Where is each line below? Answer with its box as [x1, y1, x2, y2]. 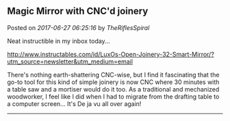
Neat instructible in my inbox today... [7, 37, 111, 45]
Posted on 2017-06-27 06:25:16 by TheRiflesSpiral [7, 23, 150, 31]
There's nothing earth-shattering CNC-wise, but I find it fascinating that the [7, 70, 220, 79]
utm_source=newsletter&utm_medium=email [7, 57, 133, 66]
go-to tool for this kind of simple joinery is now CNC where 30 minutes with [7, 78, 220, 86]
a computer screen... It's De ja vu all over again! [7, 99, 142, 108]
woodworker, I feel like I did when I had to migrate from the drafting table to [7, 92, 220, 100]
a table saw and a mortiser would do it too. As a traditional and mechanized [7, 85, 220, 93]
